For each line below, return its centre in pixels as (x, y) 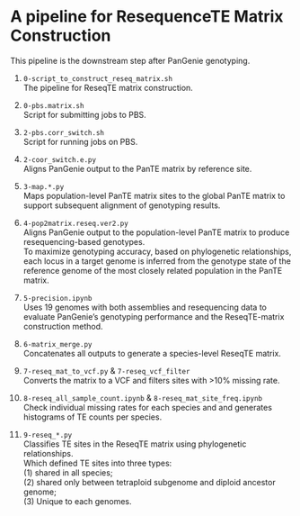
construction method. (63, 326)
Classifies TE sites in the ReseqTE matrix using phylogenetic (135, 444)
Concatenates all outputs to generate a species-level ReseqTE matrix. (152, 353)
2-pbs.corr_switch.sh (63, 132)
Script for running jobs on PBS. (80, 141)
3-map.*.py (44, 186)
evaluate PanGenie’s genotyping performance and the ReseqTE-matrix (154, 316)
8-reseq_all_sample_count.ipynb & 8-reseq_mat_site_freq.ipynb (143, 397)
